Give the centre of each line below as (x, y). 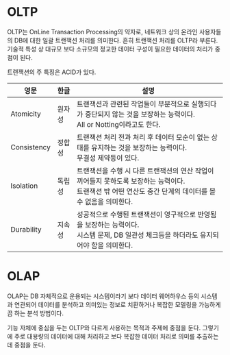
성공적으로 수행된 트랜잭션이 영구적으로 (136, 215)
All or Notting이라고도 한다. (118, 124)
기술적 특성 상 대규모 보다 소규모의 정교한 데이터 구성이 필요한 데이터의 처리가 (110, 49)
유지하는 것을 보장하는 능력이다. (139, 147)
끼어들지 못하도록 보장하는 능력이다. (131, 181)
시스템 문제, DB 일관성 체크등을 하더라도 (137, 235)
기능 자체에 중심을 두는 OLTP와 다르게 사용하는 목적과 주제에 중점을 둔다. (104, 328)
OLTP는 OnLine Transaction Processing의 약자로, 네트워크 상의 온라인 (102, 32)
